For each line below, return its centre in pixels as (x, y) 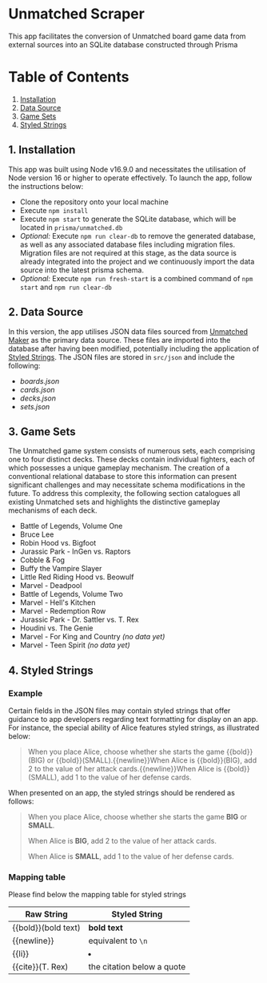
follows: (21, 801)
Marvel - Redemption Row (63, 611)
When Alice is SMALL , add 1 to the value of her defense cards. (131, 856)
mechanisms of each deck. (53, 510)
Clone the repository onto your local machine (94, 202)
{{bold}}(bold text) (47, 928)
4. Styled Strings (51, 670)
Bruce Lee (37, 534)
